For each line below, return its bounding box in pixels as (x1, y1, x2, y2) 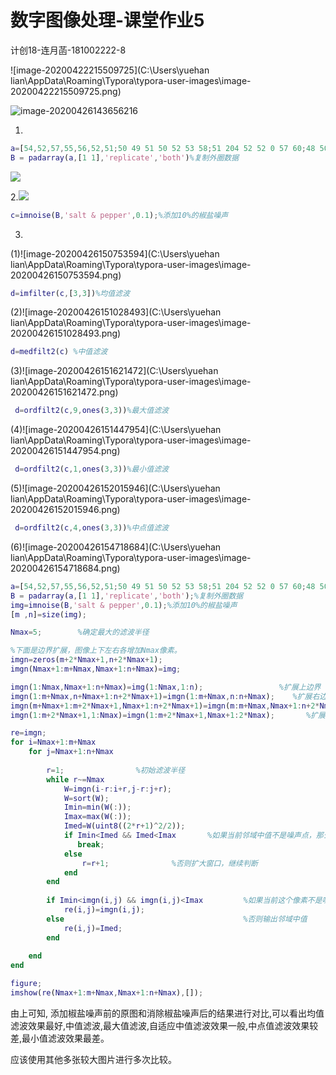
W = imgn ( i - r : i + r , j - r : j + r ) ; (63, 784, 172, 794)
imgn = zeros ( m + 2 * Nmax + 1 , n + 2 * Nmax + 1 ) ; (10, 655, 163, 665)
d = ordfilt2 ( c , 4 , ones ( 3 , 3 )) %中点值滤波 (14, 523, 169, 533)
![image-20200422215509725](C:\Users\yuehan (10, 64, 210, 76)
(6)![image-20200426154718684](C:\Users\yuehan (10, 541, 222, 553)
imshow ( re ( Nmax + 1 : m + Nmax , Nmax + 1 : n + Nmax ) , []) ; (10, 988, 204, 998)
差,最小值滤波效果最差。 (10, 1032, 110, 1044)
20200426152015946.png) (10, 504, 121, 516)
